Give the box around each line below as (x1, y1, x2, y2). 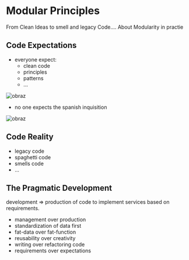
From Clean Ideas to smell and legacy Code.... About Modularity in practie (6, 23, 184, 30)
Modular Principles (6, 4, 100, 18)
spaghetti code (14, 153, 51, 160)
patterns (23, 74, 44, 81)
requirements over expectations (14, 247, 92, 254)
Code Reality (6, 132, 54, 142)
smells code (14, 160, 44, 167)
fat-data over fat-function (14, 228, 76, 235)
